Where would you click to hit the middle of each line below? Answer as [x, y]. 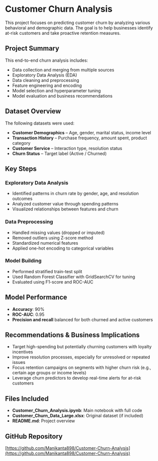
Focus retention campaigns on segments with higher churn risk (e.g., [82, 368]
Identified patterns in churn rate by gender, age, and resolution [75, 193]
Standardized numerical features [45, 243]
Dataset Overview [33, 111]
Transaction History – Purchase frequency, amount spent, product [79, 138]
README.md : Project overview [44, 421]
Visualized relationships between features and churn [65, 209]
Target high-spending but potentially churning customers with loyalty [82, 347]
